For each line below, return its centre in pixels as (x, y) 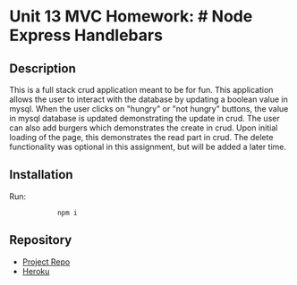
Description (42, 68)
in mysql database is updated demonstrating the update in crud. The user (144, 118)
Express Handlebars (86, 35)
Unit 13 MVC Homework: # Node (131, 17)
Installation (41, 175)
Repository (41, 240)
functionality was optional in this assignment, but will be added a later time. (148, 147)
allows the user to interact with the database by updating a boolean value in (149, 99)
